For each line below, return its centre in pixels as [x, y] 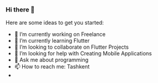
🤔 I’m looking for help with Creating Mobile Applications [83, 54]
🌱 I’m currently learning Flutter [52, 41]
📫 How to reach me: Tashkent [52, 67]
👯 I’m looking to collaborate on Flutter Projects [71, 47]
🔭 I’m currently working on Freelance [60, 34]
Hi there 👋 [20, 10]
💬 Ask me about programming [51, 60]
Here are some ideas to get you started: [55, 23]
